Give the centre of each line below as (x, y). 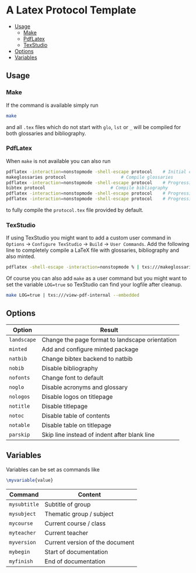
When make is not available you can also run (58, 161)
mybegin (20, 552)
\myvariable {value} (30, 480)
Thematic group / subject (79, 513)
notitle (20, 406)
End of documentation (75, 561)
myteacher (22, 533)
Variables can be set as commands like (53, 469)
